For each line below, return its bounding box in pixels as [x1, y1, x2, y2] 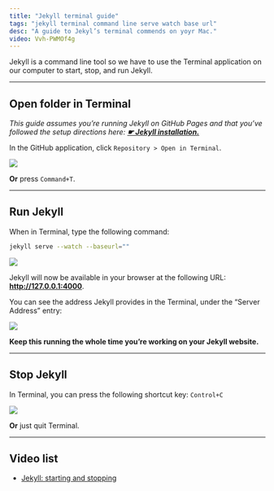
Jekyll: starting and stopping [20, 473, 117, 483]
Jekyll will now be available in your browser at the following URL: [9, 272, 227, 282]
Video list [9, 451, 59, 465]
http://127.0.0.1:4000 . [9, 281, 85, 291]
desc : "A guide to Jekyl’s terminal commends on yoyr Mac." [9, 27, 218, 35]
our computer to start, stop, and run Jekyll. [9, 66, 153, 76]
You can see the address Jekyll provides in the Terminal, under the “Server [9, 296, 260, 306]
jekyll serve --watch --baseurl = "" [9, 242, 130, 251]
